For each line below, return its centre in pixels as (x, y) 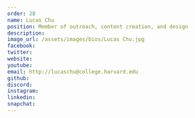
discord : (20, 85)
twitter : (20, 53)
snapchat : (22, 104)
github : (18, 78)
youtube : (20, 65)
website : (20, 59)
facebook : (22, 46)
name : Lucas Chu (31, 20)
